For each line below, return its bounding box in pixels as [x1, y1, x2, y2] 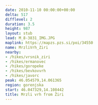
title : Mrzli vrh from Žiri [5, 92, 64, 97]
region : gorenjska [5, 82, 44, 87]
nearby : [5, 49, 22, 55]
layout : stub [5, 31, 33, 36]
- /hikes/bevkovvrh [5, 69, 46, 74]
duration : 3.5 [5, 21, 35, 27]
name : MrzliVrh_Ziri [5, 45, 49, 50]
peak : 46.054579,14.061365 [5, 78, 62, 83]
